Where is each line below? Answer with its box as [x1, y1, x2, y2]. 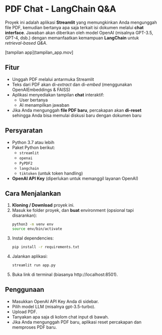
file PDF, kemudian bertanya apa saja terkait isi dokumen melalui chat [5, 24, 144, 30]
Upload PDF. [12, 309, 37, 315]
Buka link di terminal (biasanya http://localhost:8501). [12, 271, 118, 277]
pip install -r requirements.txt [12, 245, 80, 250]
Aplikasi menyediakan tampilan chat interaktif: [12, 92, 104, 97]
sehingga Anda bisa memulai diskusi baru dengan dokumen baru [12, 112, 142, 118]
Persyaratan [5, 127, 43, 135]
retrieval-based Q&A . [5, 40, 47, 46]
